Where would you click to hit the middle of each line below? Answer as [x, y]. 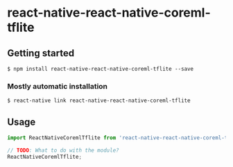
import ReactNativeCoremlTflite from [62, 138]
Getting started [41, 53]
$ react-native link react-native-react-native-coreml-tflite [99, 101]
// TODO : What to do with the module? [63, 150]
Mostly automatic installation [58, 86]
